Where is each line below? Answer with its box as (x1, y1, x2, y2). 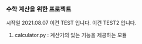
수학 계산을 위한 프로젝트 (6, 5, 72, 13)
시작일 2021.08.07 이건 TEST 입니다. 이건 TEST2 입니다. (6, 19, 137, 27)
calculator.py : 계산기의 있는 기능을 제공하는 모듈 (14, 32, 127, 39)
